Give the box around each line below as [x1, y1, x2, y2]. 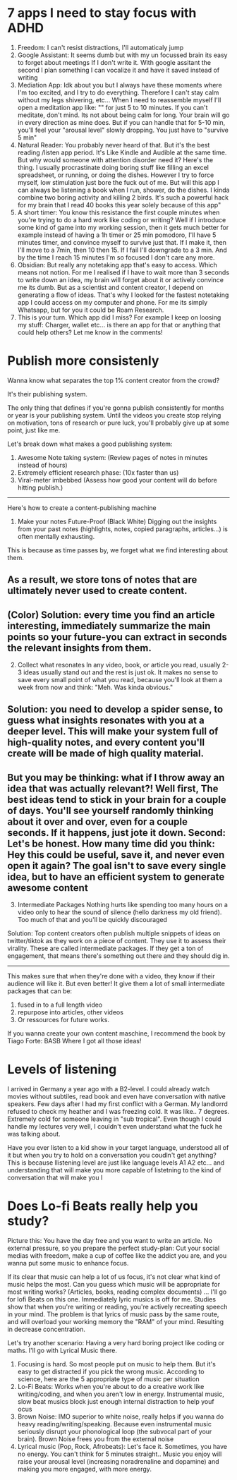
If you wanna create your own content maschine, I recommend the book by [7, 1029, 226, 1038]
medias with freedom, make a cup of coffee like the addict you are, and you [7, 1251, 227, 1260]
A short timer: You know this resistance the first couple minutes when [17, 208, 220, 217]
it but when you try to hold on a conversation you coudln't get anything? [7, 1151, 217, 1160]
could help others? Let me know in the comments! [17, 328, 164, 336]
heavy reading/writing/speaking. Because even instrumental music [17, 1420, 212, 1429]
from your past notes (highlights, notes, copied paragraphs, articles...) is [17, 524, 228, 533]
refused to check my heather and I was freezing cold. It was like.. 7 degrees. [7, 1108, 230, 1116]
